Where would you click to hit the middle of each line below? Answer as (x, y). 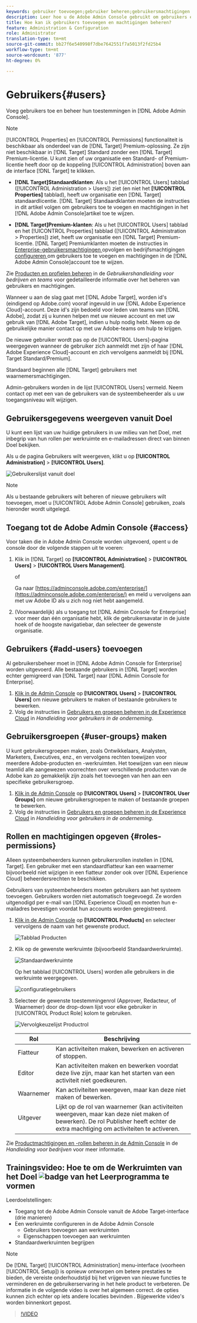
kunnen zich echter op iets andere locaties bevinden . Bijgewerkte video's (95, 1297)
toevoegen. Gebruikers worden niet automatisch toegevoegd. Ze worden (94, 896)
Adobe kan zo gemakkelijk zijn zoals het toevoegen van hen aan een (89, 776)
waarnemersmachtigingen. (38, 376)
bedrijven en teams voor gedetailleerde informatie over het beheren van (93, 280)
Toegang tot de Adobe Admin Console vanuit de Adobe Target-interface (102, 1212)
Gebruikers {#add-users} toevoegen (74, 649)
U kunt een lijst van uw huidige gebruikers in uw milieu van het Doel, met (94, 433)
